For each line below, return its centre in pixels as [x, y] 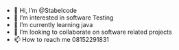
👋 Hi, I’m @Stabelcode [45, 10]
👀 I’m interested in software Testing [63, 18]
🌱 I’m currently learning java [53, 25]
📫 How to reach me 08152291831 [61, 40]
